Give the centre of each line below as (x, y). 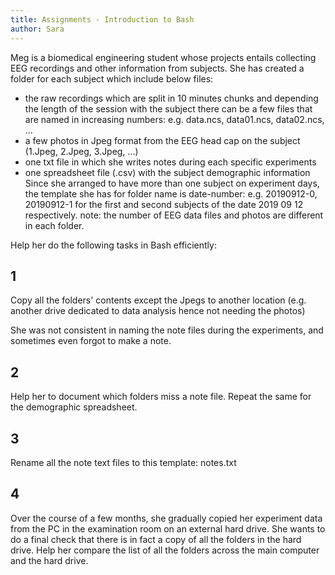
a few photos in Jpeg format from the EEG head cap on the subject (162, 140)
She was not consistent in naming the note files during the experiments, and (167, 330)
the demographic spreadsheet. (74, 407)
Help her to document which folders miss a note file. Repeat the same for (161, 397)
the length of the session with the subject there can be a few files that (168, 108)
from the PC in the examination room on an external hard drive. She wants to (168, 528)
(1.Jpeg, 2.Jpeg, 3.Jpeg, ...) (81, 151)
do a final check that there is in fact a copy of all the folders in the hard (156, 539)
